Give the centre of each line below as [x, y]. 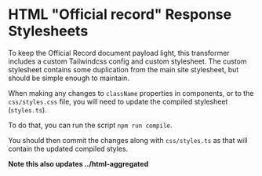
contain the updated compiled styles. [68, 148]
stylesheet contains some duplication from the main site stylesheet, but [124, 69]
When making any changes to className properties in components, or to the [131, 93]
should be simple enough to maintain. [69, 78]
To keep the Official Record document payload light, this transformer [119, 53]
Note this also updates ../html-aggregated [78, 163]
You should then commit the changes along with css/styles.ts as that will [128, 140]
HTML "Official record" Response [120, 15]
